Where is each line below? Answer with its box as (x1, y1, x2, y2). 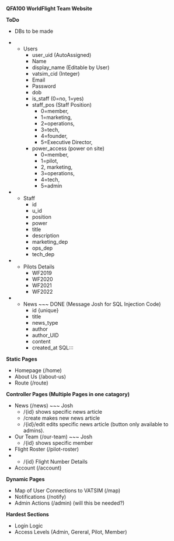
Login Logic (14, 522, 43, 529)
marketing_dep (32, 239, 68, 245)
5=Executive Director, (40, 139, 93, 145)
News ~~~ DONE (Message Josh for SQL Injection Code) (23, 301, 161, 307)
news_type (32, 319, 58, 326)
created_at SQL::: (32, 344, 74, 351)
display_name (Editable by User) (32, 64, 110, 71)
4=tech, (40, 176, 60, 183)
